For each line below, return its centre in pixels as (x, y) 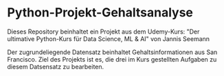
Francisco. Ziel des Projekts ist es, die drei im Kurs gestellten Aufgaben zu (112, 59)
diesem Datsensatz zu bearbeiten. (56, 66)
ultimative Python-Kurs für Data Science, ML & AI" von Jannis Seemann (109, 38)
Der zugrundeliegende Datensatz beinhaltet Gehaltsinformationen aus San (112, 52)
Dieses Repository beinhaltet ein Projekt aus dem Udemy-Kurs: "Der (103, 31)
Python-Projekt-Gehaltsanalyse (100, 13)
